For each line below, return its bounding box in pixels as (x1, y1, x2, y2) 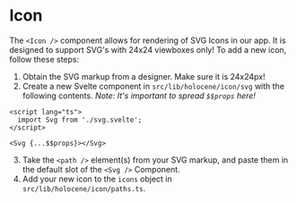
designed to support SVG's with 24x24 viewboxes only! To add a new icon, (9, 44, 287, 55)
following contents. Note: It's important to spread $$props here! (22, 90, 256, 101)
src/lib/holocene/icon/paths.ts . (22, 182, 146, 193)
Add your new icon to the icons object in (22, 173, 172, 184)
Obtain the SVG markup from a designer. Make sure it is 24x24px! (22, 71, 266, 81)
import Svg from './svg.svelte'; (17, 115, 143, 124)
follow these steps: (9, 54, 79, 64)
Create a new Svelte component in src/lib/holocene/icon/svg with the (22, 80, 285, 91)
